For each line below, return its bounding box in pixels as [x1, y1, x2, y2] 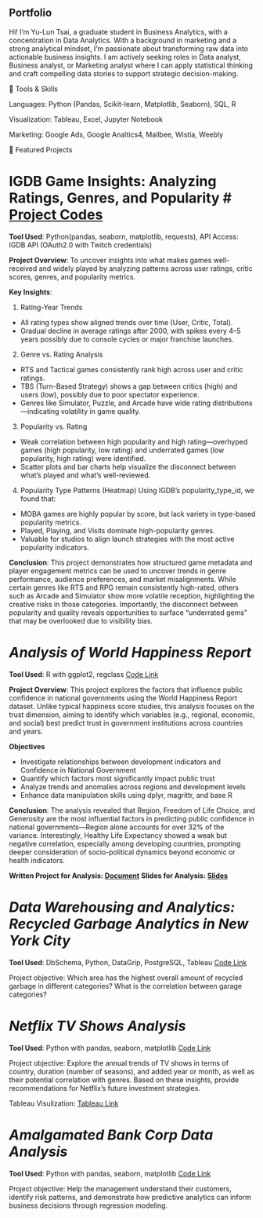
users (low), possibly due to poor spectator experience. [20, 390, 200, 399]
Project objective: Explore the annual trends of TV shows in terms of [9, 1058, 229, 1067]
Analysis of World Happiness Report [9, 643, 252, 661]
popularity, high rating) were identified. [20, 453, 146, 463]
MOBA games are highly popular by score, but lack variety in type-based [20, 509, 256, 518]
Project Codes [9, 206, 103, 223]
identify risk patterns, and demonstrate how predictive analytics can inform [9, 1192, 251, 1202]
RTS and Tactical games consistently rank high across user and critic [20, 364, 243, 374]
